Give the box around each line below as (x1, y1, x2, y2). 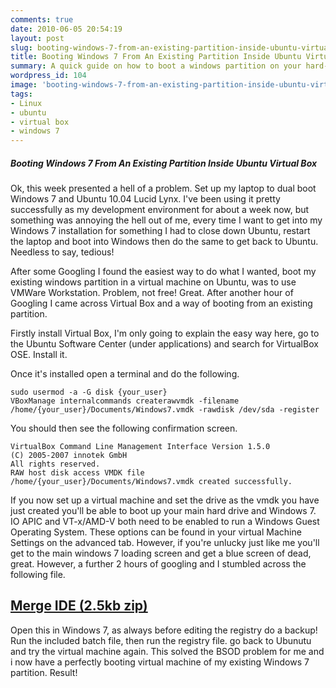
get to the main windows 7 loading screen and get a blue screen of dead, (10, 547, 312, 560)
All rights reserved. (10, 459, 101, 470)
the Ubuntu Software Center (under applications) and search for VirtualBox (10, 338, 319, 350)
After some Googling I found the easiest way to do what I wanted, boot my (10, 266, 317, 278)
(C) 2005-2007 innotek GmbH (10, 451, 128, 461)
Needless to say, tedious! (10, 246, 115, 258)
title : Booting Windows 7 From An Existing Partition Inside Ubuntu (10, 52, 302, 62)
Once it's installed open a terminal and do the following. (10, 368, 240, 380)
